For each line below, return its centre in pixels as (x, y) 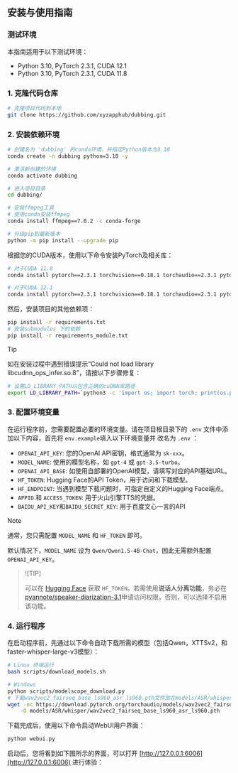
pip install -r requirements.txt (57, 323)
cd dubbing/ (25, 195)
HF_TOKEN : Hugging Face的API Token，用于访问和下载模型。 (104, 480)
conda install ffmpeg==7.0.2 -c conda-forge (74, 221)
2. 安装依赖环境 (34, 134)
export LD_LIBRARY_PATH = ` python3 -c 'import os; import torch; (103, 393)
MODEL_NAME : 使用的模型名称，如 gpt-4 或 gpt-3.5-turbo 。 (101, 462)
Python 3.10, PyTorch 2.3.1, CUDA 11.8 (72, 73)
